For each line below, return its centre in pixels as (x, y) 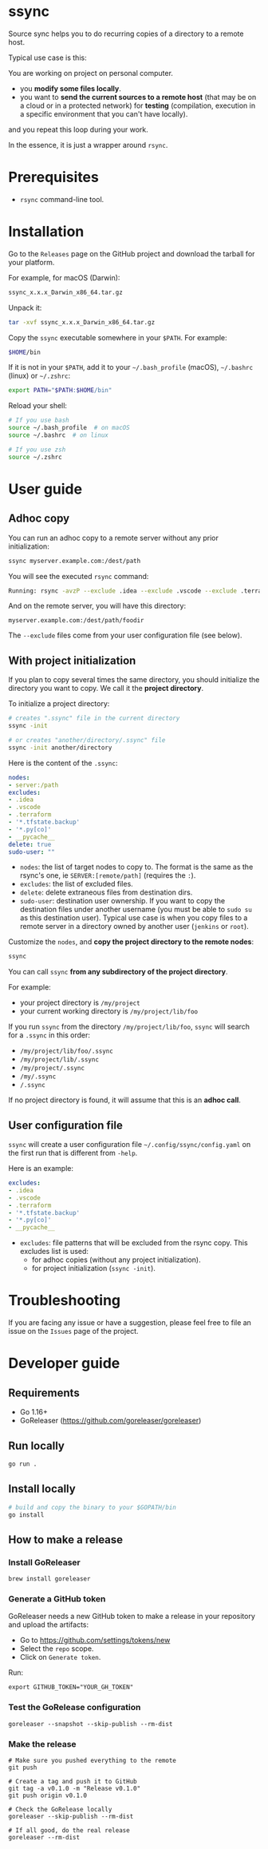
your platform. (32, 262)
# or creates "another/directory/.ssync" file (87, 740)
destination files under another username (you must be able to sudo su (136, 910)
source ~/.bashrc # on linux (59, 435)
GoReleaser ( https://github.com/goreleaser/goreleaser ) (110, 1421)
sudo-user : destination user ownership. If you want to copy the (122, 901)
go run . (23, 1464)
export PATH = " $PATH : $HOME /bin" (60, 391)
